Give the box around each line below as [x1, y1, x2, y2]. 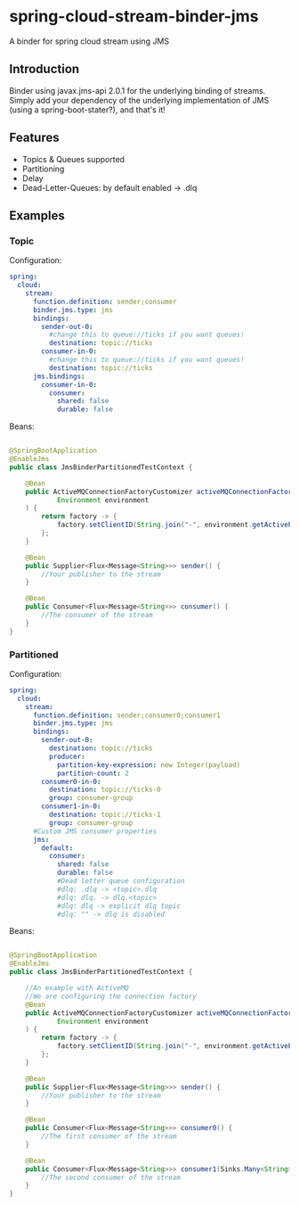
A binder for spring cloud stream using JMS [9, 36, 170, 46]
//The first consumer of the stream [41, 1132, 177, 1141]
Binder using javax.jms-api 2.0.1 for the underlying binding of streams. [9, 85, 266, 95]
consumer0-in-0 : [41, 777, 101, 786]
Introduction [9, 62, 80, 77]
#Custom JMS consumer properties [32, 827, 158, 836]
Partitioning [21, 163, 65, 174]
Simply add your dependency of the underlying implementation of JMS [9, 95, 270, 105]
